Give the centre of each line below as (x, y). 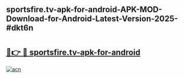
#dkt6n (20, 28)
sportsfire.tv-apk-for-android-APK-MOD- (84, 10)
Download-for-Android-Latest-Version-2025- (92, 19)
